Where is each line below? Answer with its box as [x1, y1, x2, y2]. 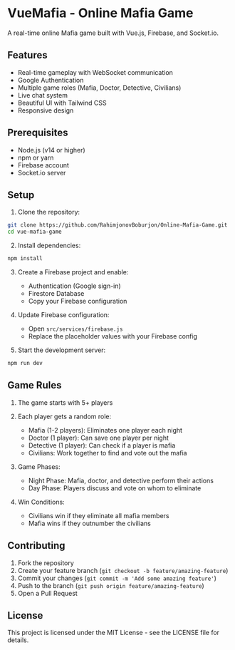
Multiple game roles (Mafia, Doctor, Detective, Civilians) [17, 83, 182, 92]
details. [7, 636, 29, 644]
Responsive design [17, 105, 74, 115]
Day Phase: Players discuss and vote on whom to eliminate [28, 483, 202, 492]
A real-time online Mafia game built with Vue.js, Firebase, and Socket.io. [7, 29, 219, 37]
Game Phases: [17, 462, 61, 471]
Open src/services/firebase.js [28, 324, 123, 333]
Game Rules [7, 379, 62, 391]
